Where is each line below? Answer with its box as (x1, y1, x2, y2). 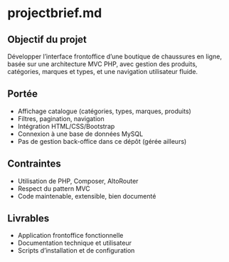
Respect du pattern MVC (17, 184, 90, 193)
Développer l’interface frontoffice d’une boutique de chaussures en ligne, (7, 52, 223, 61)
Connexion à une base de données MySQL (17, 130, 144, 138)
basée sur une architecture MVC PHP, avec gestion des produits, (7, 60, 198, 68)
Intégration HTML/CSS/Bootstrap (17, 122, 115, 130)
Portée (7, 88, 38, 100)
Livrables (7, 212, 50, 225)
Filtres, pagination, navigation (17, 114, 105, 122)
